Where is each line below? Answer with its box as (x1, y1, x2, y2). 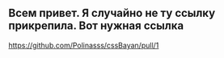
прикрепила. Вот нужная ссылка (8, 19, 184, 33)
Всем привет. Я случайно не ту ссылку (8, 6, 216, 20)
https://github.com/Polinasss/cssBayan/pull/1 (8, 40, 159, 50)
